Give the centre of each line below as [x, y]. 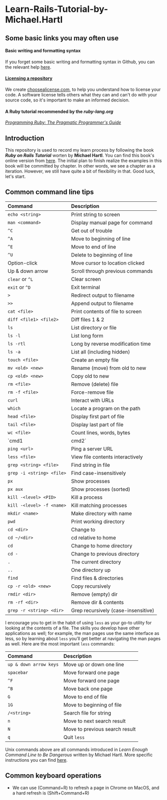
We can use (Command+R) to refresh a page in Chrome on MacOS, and [86, 788]
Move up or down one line [94, 664]
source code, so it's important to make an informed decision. [68, 100]
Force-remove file [92, 392]
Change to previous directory [105, 554]
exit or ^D [19, 287]
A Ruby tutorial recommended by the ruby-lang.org [59, 111]
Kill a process [87, 497]
